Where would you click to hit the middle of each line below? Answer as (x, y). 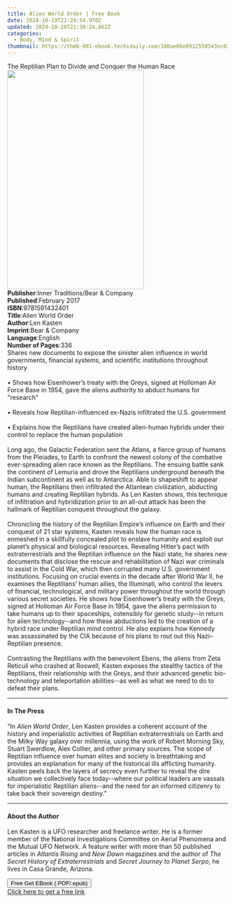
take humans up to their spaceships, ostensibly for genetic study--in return (115, 614)
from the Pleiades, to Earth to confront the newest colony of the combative (115, 457)
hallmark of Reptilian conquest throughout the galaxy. (84, 509)
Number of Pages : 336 (40, 345)
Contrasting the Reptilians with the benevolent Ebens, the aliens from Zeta (114, 658)
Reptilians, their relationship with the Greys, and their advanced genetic (110, 673)
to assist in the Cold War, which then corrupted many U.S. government (109, 569)
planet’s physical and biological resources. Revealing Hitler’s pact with (108, 547)
